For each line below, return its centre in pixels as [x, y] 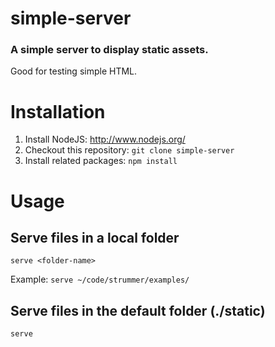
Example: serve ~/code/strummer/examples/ [100, 279]
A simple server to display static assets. [109, 50]
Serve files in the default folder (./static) [138, 310]
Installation [58, 111]
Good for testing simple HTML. [74, 71]
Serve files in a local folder [95, 238]
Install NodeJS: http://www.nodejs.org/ [105, 139]
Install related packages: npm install [101, 161]
